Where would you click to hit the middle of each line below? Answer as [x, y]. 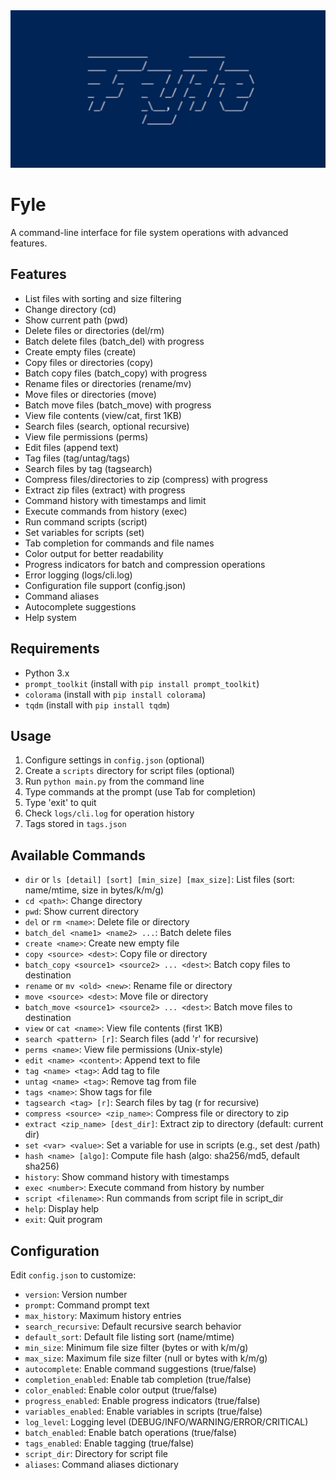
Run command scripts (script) [86, 521]
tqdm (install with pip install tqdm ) [97, 705]
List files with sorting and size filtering [103, 298]
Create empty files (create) [80, 351]
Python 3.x [47, 673]
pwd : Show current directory [82, 911]
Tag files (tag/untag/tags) [77, 458]
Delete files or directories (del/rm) [94, 330]
